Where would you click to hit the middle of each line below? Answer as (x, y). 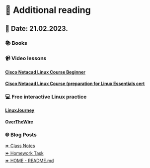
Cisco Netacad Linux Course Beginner (45, 72)
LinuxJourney (20, 110)
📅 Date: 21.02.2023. (37, 29)
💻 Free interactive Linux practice (46, 96)
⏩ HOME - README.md (30, 161)
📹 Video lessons (26, 58)
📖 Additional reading (48, 10)
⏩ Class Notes (20, 146)
